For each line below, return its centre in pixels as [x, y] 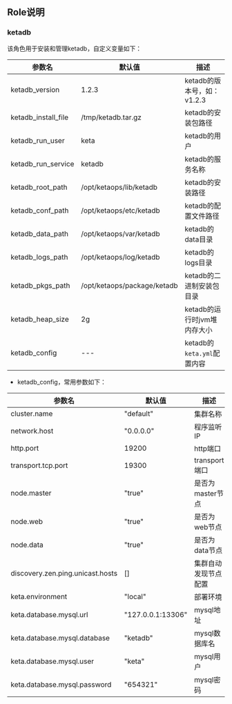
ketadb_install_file [40, 117]
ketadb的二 [203, 275]
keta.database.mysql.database [60, 638]
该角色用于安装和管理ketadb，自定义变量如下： [75, 48]
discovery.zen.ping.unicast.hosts [64, 573]
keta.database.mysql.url [49, 614]
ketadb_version [35, 90]
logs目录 [199, 262]
